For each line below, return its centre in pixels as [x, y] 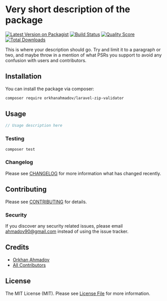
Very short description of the [68, 9]
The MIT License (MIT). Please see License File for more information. [78, 293]
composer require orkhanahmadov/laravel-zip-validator [65, 98]
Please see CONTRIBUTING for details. [46, 202]
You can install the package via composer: [50, 89]
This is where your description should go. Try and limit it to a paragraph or [83, 49]
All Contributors [29, 265]
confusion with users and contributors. [46, 60]
